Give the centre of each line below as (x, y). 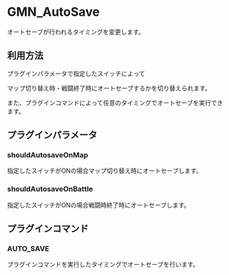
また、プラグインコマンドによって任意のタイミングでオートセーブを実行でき (115, 102)
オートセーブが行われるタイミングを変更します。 (76, 32)
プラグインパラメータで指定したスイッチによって (76, 74)
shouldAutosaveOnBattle (50, 189)
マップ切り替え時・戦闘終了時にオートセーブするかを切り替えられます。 (109, 88)
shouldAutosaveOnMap (48, 155)
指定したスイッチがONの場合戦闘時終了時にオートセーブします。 (99, 205)
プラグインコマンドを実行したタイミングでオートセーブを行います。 (103, 265)
